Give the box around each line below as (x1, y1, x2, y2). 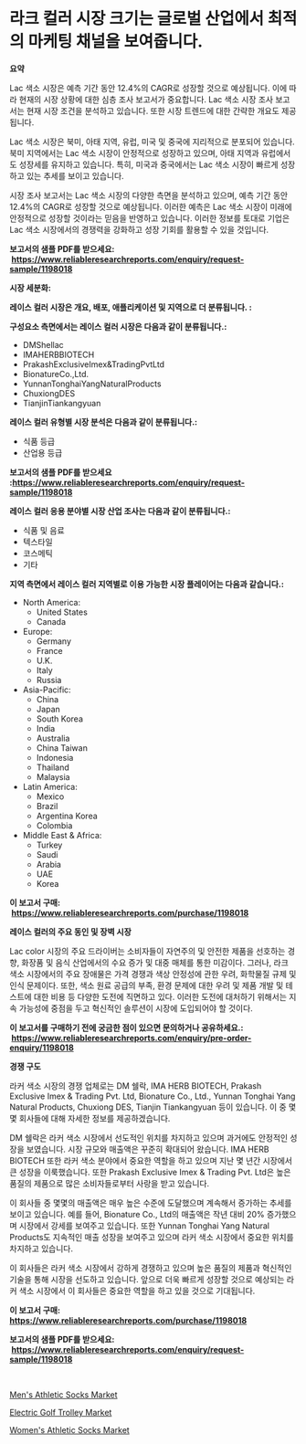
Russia (36, 674, 62, 685)
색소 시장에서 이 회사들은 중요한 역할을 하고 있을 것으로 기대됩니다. (18, 1285, 256, 1296)
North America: (22, 596, 80, 607)
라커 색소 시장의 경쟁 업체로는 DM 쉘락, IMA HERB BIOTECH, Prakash (9, 1080, 262, 1091)
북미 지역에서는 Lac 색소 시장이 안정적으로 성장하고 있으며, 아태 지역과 (9, 147, 259, 158)
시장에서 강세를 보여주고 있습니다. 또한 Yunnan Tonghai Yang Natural (18, 1220, 269, 1231)
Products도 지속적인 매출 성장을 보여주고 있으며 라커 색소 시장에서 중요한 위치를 (9, 1231, 294, 1242)
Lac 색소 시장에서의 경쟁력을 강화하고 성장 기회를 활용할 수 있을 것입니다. (9, 224, 269, 235)
